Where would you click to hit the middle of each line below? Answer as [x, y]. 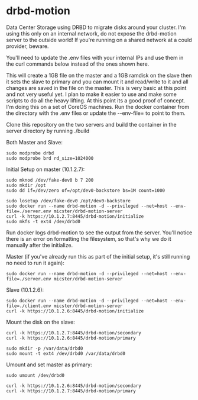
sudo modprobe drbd [30, 153]
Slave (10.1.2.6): [25, 290]
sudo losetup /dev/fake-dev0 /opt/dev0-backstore [69, 201]
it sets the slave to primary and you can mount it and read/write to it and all [97, 82]
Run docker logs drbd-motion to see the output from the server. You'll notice [99, 233]
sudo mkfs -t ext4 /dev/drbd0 [43, 221]
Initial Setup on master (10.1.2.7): [46, 169]
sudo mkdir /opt [26, 185]
